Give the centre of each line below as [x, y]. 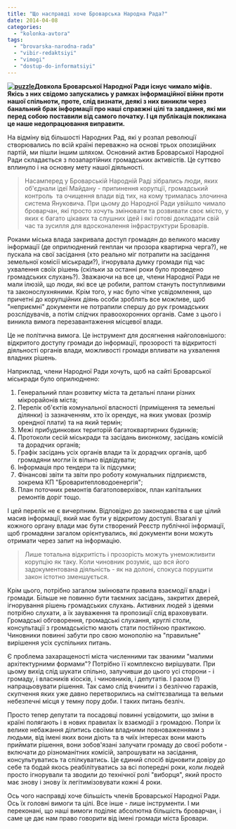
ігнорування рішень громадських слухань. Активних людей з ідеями [111, 605]
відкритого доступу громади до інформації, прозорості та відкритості [112, 343]
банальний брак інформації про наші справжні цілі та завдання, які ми [117, 108]
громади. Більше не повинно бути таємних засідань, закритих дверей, [113, 597]
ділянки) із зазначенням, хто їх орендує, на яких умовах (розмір [114, 414]
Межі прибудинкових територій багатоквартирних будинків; [108, 429]
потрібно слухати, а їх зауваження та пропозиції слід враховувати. [108, 612]
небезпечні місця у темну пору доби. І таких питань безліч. [96, 701]
